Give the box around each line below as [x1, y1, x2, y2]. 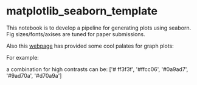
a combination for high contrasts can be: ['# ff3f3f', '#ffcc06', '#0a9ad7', [6, 65, 188, 73]
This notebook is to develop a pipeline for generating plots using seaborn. [6, 24, 192, 31]
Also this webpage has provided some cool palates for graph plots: [6, 42, 175, 49]
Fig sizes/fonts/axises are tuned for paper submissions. [6, 30, 146, 37]
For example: [6, 54, 40, 61]
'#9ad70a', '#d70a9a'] [6, 72, 62, 79]
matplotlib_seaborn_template [6, 4, 158, 18]
